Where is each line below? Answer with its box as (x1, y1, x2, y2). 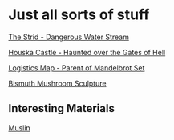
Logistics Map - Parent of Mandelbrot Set (8, 62, 145, 73)
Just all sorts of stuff (8, 6, 150, 24)
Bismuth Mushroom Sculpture (8, 78, 107, 88)
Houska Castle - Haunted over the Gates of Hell (8, 47, 166, 57)
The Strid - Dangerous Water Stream (8, 32, 130, 42)
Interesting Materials (8, 102, 115, 115)
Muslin (8, 122, 30, 133)
